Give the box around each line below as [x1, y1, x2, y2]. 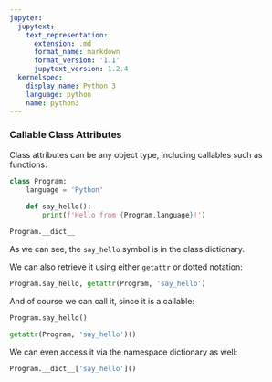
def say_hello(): [26, 202, 92, 211]
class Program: [9, 176, 68, 186]
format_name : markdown [33, 48, 120, 57]
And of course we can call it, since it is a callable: [9, 295, 194, 306]
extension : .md [33, 38, 92, 48]
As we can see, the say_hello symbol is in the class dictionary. [9, 243, 245, 254]
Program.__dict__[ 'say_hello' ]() [9, 364, 137, 373]
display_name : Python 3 [26, 81, 117, 90]
